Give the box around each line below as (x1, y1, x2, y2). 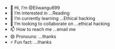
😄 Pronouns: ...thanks (10, 33, 56, 39)
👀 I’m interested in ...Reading (10, 10, 70, 16)
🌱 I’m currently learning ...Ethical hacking (10, 15, 95, 21)
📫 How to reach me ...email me (10, 26, 76, 32)
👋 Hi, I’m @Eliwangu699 (10, 5, 61, 10)
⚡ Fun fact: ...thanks (10, 39, 52, 45)
